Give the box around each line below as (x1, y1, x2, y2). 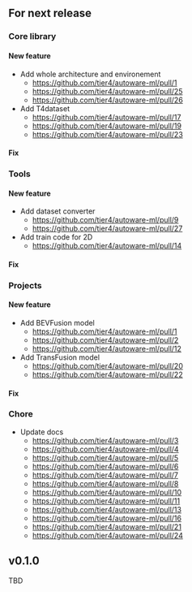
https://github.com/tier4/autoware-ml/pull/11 (32, 495, 181, 506)
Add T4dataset (19, 103, 70, 113)
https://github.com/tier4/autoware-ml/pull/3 (32, 435, 179, 445)
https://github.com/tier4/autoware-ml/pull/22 (32, 369, 184, 379)
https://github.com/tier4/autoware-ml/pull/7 (32, 470, 179, 480)
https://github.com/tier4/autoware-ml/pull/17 (32, 112, 181, 122)
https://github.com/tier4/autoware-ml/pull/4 (32, 444, 180, 454)
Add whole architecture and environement (19, 69, 161, 79)
